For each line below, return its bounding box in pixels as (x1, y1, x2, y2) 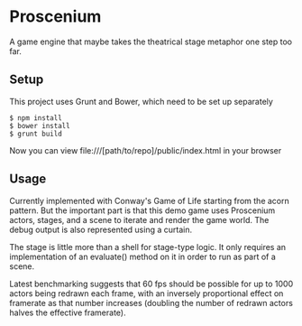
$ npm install (9, 113, 63, 123)
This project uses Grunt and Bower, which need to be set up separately (9, 96, 273, 107)
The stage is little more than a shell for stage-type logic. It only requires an (9, 241, 287, 252)
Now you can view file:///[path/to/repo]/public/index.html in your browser (9, 144, 282, 155)
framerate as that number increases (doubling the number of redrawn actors (9, 297, 293, 308)
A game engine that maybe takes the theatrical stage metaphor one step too (9, 36, 293, 47)
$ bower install (9, 121, 70, 130)
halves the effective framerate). (9, 307, 126, 318)
